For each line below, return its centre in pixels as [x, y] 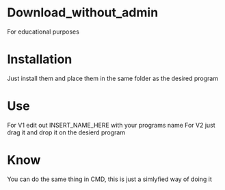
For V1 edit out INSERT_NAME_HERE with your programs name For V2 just [111, 125]
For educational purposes [43, 32]
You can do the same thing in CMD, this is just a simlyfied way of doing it [109, 179]
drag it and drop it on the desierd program [66, 132]
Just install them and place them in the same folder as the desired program [113, 78]
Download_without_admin [83, 13]
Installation [40, 59]
